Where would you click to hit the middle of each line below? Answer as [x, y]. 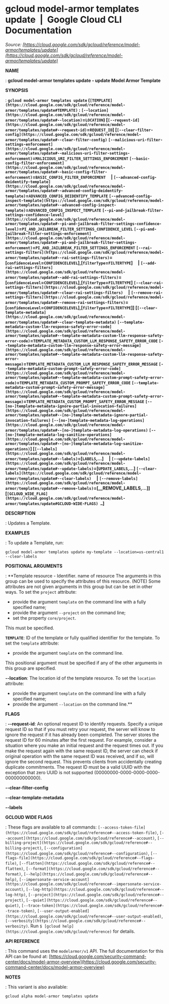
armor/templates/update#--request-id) [46, 130]
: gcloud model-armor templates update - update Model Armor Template [83, 80]
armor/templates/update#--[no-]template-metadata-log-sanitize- [74, 444]
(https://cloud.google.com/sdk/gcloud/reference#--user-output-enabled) [83, 916]
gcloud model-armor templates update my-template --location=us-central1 [85, 552]
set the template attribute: [32, 643]
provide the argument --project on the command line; [69, 613]
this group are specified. [31, 668]
